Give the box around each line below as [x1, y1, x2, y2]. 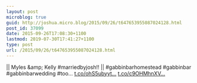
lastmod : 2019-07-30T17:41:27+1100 [6, 36, 95, 42]
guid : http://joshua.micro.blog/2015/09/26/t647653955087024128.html [6, 20, 183, 25]
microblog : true [6, 14, 46, 20]
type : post [6, 42, 33, 48]
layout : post [6, 8, 39, 15]
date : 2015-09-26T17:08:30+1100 [6, 31, 86, 37]
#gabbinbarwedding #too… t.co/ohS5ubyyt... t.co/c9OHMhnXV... [6, 69, 165, 77]
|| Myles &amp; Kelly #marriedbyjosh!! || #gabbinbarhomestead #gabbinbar [6, 63, 192, 71]
